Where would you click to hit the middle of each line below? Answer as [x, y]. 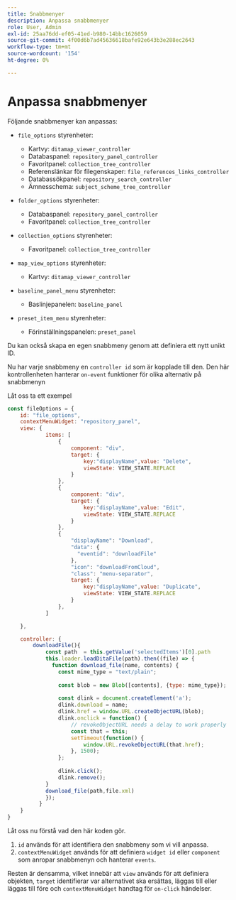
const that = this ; [100, 731]
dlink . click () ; [80, 771]
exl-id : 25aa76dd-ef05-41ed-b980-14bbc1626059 [77, 34]
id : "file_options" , [50, 415]
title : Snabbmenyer [36, 14]
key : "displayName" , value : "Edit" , [134, 508]
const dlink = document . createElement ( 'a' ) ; [125, 698]
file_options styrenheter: [55, 135]
